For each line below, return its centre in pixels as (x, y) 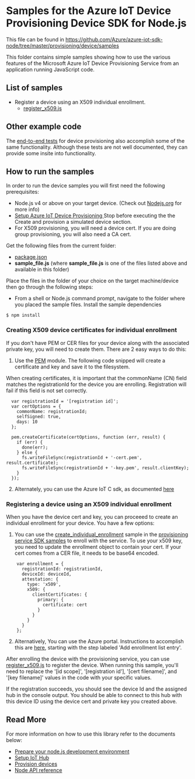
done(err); (35, 447)
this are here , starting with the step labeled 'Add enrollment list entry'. (98, 647)
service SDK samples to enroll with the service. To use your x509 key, (98, 541)
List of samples (34, 88)
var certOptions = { (36, 406)
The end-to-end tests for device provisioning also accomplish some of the (95, 141)
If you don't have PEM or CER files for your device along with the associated (98, 343)
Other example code (44, 127)
